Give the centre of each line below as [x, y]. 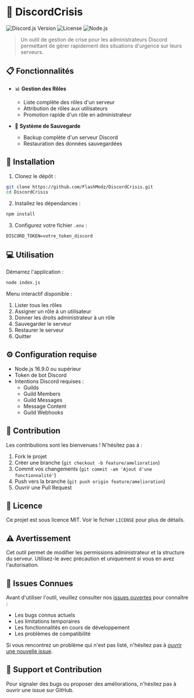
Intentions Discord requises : [49, 381]
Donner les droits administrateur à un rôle [65, 317]
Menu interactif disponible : [39, 294]
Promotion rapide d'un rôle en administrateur [77, 114]
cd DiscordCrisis [27, 192]
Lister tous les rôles [38, 305]
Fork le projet [30, 456]
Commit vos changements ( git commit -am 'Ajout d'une [83, 469]
